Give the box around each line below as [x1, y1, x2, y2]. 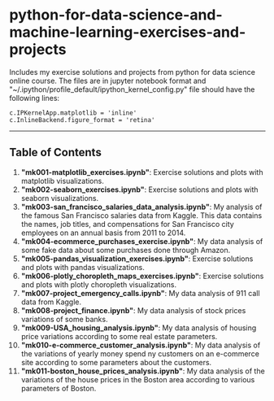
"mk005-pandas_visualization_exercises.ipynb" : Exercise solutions [20, 254, 254, 264]
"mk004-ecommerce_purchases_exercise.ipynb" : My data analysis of [20, 236, 263, 246]
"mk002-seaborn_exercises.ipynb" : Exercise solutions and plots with [20, 185, 259, 194]
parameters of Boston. [20, 383, 97, 393]
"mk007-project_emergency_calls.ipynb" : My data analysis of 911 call [20, 288, 260, 298]
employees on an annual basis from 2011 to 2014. [20, 228, 186, 238]
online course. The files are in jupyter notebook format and [9, 76, 207, 85]
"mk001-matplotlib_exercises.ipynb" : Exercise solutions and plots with [20, 167, 263, 177]
